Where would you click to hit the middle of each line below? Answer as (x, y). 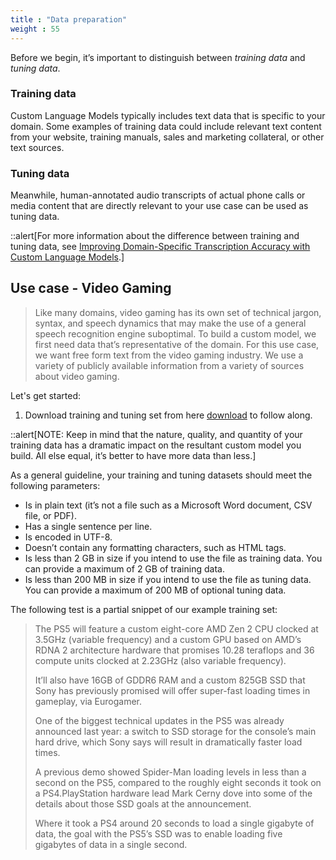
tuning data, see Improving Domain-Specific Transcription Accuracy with (160, 247)
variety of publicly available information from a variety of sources (169, 365)
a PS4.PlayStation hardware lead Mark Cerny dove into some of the (173, 793)
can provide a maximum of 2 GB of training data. (124, 568)
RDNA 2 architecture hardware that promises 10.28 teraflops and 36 (174, 650)
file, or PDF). (50, 515)
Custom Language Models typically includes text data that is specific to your (168, 115)
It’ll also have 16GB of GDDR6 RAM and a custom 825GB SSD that (170, 680)
